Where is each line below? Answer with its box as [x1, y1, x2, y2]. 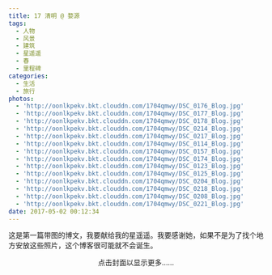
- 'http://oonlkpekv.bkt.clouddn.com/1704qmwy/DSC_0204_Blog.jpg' [15, 177, 244, 186]
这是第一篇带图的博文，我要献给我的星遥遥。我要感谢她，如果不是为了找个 [8, 231, 257, 240]
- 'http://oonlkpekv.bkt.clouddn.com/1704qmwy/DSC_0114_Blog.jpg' [15, 139, 244, 148]
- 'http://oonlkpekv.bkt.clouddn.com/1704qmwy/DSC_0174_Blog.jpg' [15, 154, 244, 163]
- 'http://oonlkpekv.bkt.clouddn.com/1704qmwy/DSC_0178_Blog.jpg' [15, 117, 244, 125]
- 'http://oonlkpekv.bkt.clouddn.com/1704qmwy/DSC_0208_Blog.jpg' [15, 192, 244, 201]
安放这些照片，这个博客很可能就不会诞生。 [15, 240, 158, 251]
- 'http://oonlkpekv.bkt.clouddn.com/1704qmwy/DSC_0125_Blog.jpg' [15, 170, 244, 178]
